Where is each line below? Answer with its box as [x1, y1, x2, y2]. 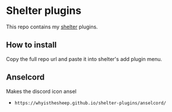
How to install [6, 40, 57, 50]
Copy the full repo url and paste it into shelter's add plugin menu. [6, 55, 162, 62]
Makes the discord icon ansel [6, 88, 77, 95]
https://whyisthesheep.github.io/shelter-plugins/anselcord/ [14, 100, 167, 106]
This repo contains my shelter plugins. [6, 23, 98, 30]
